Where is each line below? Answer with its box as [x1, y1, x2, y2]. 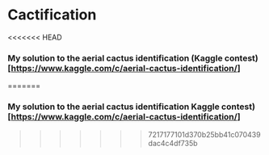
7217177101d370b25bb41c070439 [148, 129, 261, 139]
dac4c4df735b [148, 138, 199, 148]
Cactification [7, 6, 97, 24]
